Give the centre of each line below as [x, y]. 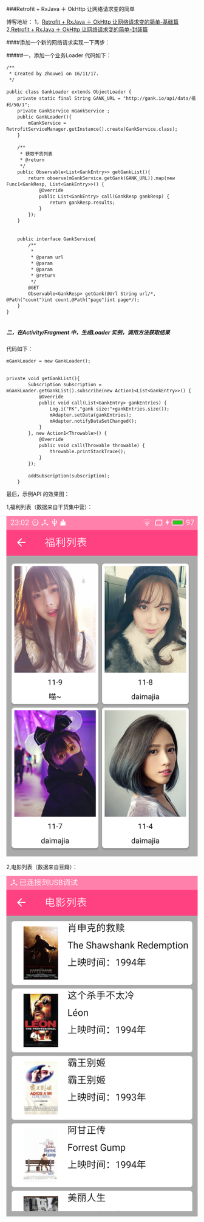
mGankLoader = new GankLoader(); [49, 361]
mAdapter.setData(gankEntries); [90, 415]
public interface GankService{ [57, 239]
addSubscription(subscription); [69, 476]
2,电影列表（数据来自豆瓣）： [42, 867]
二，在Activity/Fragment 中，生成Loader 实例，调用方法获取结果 [88, 332]
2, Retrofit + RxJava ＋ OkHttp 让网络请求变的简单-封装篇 [77, 30]
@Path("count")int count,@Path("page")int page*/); [73, 300]
